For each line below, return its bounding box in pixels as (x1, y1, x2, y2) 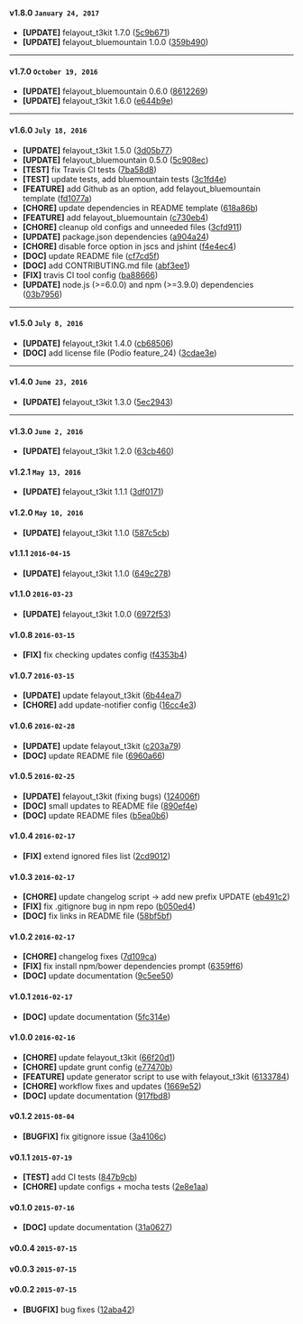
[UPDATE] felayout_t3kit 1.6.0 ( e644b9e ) (22, 96, 174, 106)
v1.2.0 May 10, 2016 (9, 507, 84, 518)
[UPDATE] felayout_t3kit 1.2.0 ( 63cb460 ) (22, 446, 174, 457)
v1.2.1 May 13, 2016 (9, 466, 81, 477)
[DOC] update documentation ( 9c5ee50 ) (22, 970, 174, 981)
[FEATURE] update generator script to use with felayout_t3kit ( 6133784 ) (22, 1070, 290, 1082)
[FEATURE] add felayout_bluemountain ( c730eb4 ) (22, 212, 209, 223)
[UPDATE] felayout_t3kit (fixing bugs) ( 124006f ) (22, 791, 201, 801)
